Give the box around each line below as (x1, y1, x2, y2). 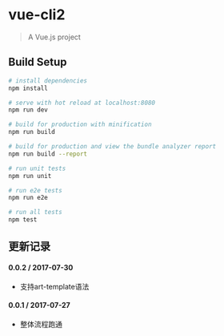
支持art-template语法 (19, 281, 90, 291)
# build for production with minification (8, 120, 152, 129)
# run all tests (8, 208, 62, 217)
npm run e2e (8, 194, 48, 202)
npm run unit (8, 172, 52, 180)
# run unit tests (8, 164, 66, 172)
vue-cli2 (8, 6, 66, 24)
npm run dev (8, 106, 48, 114)
